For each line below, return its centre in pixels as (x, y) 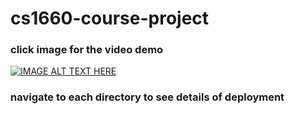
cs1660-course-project (110, 18)
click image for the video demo (87, 50)
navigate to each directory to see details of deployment (147, 97)
